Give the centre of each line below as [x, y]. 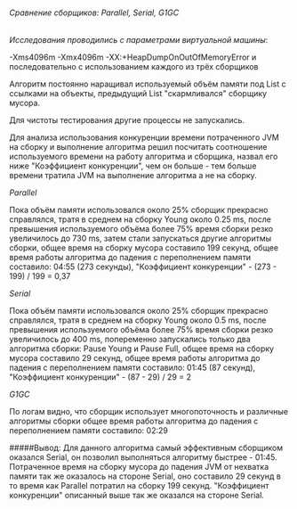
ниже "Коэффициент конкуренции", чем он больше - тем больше [133, 166]
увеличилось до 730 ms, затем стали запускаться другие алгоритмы [140, 238]
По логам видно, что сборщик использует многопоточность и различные [149, 412]
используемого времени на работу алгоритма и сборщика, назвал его [144, 157]
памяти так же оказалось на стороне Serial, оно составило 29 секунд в [145, 476]
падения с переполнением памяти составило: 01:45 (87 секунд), [132, 368]
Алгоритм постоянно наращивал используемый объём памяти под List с [148, 84]
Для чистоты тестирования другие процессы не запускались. [127, 120]
